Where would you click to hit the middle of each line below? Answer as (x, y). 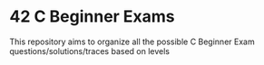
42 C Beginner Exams (92, 17)
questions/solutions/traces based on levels (90, 51)
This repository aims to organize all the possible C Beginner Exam (132, 42)
